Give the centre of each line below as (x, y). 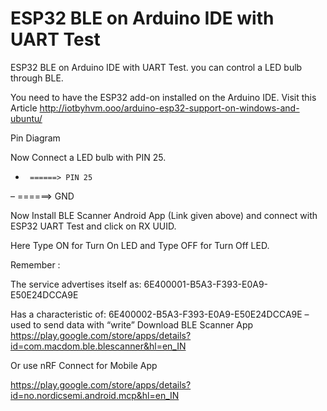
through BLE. (37, 78)
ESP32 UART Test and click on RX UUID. (93, 226)
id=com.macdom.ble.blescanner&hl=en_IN (98, 346)
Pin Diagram (35, 138)
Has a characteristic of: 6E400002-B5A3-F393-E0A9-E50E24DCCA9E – (160, 314)
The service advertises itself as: (76, 284)
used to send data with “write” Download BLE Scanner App (132, 324)
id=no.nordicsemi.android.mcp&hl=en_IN (95, 395)
